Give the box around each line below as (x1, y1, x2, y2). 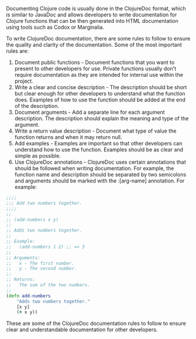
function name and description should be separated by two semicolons (14, 171, 187, 178)
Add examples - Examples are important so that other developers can (14, 140, 183, 147)
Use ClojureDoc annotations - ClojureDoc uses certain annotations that (14, 158, 186, 165)
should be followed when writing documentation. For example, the (14, 165, 174, 172)
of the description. (14, 103, 60, 109)
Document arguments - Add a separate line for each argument (14, 109, 165, 116)
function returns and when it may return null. (14, 134, 122, 140)
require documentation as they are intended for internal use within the (14, 72, 183, 78)
